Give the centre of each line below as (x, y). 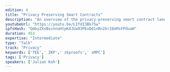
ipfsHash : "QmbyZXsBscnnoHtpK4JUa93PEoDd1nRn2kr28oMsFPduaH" (71, 29)
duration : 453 (20, 33)
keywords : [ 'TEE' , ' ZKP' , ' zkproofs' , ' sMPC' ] (55, 52)
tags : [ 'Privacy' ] (25, 57)
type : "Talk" (19, 43)
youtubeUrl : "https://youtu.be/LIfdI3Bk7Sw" (53, 24)
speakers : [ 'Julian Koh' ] (32, 62)
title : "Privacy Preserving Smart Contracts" (54, 15)
